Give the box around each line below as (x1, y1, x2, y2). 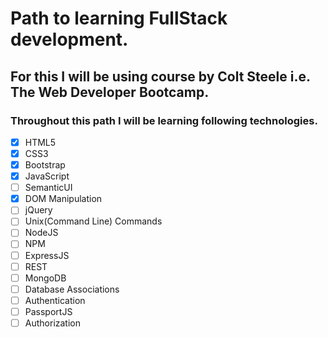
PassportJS (24, 305, 73, 317)
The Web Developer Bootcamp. (10, 83, 210, 101)
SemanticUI (24, 182, 73, 194)
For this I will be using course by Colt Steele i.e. (10, 68, 311, 85)
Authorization (24, 317, 81, 329)
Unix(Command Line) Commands (24, 215, 163, 227)
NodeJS (24, 227, 59, 239)
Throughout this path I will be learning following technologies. (10, 113, 318, 127)
